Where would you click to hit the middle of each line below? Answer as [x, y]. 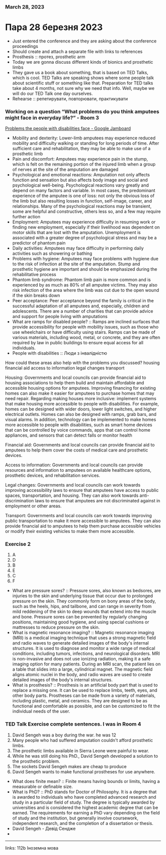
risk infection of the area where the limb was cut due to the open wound [85, 290]
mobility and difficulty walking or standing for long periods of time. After [86, 143]
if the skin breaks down [36, 295]
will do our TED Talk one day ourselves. [52, 93]
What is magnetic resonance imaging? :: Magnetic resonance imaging [83, 633]
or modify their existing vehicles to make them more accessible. [70, 531]
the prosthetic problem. [36, 761]
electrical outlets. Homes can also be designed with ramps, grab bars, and [81, 414]
